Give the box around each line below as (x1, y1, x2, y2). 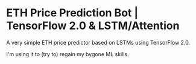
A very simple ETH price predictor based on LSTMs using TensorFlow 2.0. (6, 39, 191, 46)
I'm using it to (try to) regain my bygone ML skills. (6, 50, 129, 57)
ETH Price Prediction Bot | (6, 6, 139, 20)
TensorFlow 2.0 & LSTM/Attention (6, 19, 180, 33)
